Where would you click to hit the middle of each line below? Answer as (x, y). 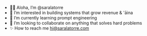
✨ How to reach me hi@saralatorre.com (49, 28)
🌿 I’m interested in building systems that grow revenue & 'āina (71, 13)
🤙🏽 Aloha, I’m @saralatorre (36, 8)
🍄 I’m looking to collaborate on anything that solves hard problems (76, 23)
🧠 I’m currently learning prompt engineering (53, 18)
